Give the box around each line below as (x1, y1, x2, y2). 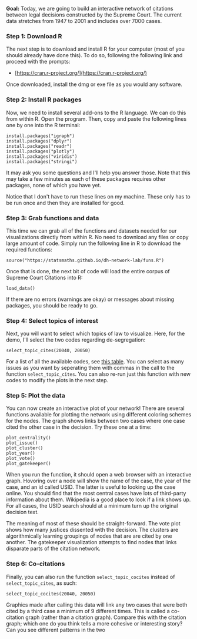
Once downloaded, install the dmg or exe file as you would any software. (6, 81, 182, 88)
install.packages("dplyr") (6, 138, 72, 144)
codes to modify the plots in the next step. (6, 377, 109, 384)
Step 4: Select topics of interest (6, 316, 99, 325)
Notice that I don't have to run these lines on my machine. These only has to (6, 193, 191, 200)
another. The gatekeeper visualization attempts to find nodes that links (6, 539, 177, 546)
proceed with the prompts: (6, 58, 71, 65)
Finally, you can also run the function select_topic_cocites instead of (6, 573, 175, 580)
